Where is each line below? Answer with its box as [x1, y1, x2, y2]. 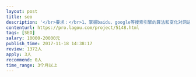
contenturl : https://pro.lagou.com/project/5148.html [6, 24, 140, 31]
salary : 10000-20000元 [6, 35, 60, 41]
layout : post [6, 8, 38, 14]
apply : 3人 [6, 52, 32, 57]
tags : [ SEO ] [6, 30, 35, 36]
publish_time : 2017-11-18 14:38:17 [6, 41, 93, 47]
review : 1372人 [6, 46, 42, 52]
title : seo [6, 14, 33, 20]
